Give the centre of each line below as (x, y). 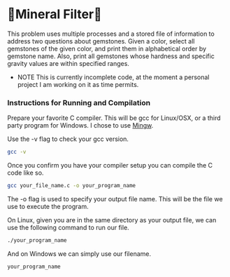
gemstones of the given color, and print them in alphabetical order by (107, 48)
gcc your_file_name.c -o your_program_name (72, 186)
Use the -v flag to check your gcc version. (68, 139)
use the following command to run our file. (68, 227)
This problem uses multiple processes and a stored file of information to (111, 34)
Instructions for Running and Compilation (79, 102)
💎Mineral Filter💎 (55, 14)
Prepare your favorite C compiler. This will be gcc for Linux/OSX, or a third (114, 118)
